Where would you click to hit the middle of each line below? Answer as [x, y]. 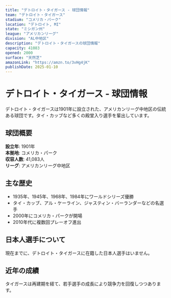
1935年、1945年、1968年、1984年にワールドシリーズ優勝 [73, 196]
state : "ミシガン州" [25, 29]
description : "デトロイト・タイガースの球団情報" [53, 43]
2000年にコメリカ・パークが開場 [47, 216]
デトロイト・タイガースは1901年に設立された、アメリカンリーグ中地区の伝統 [86, 109]
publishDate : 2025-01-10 [32, 67]
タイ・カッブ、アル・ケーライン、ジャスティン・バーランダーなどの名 [86, 203]
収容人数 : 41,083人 [25, 159]
